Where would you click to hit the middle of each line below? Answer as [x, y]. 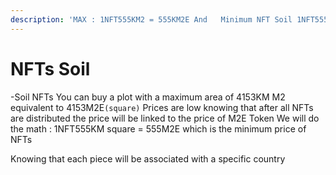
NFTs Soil [50, 68]
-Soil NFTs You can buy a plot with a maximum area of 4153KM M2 [148, 97]
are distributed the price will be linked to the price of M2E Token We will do [165, 118]
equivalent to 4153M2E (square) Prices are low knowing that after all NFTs [162, 107]
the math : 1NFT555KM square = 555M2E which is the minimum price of [158, 128]
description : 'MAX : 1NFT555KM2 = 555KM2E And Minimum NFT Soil [151, 19]
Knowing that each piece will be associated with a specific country [148, 158]
